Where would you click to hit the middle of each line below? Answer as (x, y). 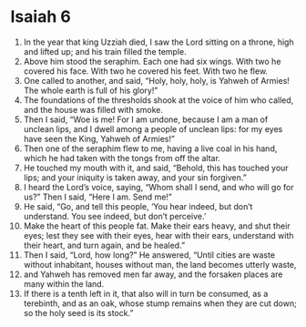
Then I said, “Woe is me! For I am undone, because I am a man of (146, 119)
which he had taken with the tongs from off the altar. (122, 158)
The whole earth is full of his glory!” (91, 90)
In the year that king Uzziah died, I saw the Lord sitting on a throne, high (158, 42)
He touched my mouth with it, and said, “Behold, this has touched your (156, 168)
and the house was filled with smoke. (93, 109)
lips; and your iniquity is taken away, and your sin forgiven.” (135, 177)
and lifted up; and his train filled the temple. (105, 51)
